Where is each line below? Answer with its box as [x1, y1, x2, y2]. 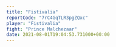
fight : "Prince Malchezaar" [6, 26, 78, 32]
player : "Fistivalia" [6, 20, 61, 26]
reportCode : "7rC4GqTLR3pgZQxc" [6, 15, 88, 21]
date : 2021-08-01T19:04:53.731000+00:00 [6, 32, 111, 38]
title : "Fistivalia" [6, 9, 59, 15]
